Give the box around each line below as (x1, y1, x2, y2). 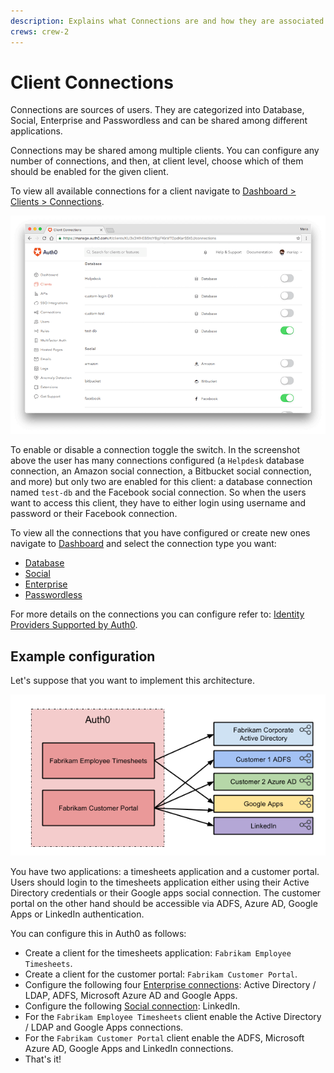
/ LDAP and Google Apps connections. (24, 1021, 184, 1033)
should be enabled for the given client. (10, 166, 169, 178)
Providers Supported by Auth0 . (10, 619, 138, 631)
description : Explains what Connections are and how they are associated (10, 16, 325, 26)
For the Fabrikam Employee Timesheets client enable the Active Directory (24, 1010, 322, 1022)
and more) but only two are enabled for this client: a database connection (10, 476, 313, 488)
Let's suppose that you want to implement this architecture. (10, 675, 256, 687)
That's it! (24, 1053, 62, 1065)
